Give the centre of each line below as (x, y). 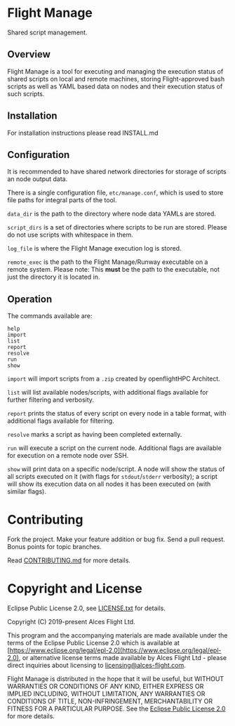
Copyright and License (75, 589)
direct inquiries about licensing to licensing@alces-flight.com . (96, 666)
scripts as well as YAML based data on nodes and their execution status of (115, 86)
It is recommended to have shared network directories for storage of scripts (117, 172)
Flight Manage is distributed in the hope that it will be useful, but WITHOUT (116, 679)
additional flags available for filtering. (61, 421)
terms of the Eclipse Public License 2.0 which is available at (94, 643)
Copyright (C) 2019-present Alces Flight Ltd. (71, 622)
